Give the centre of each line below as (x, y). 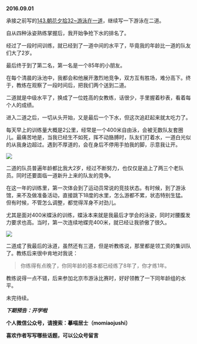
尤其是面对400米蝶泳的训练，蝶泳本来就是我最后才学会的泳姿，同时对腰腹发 (98, 215)
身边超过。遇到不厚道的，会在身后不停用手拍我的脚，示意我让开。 (101, 144)
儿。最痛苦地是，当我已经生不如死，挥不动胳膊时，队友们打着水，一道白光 (96, 137)
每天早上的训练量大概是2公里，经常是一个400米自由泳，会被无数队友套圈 (95, 130)
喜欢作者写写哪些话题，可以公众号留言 (52, 335)
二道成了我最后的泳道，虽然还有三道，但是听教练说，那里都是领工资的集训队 (98, 246)
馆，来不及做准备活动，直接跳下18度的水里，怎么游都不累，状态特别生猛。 (96, 195)
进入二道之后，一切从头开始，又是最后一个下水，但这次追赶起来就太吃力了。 (98, 117)
